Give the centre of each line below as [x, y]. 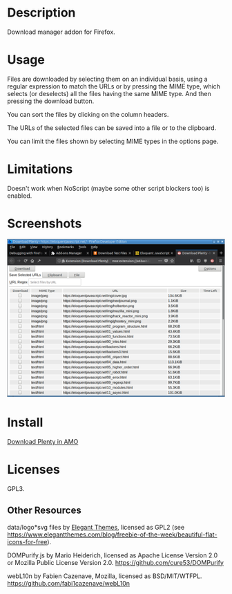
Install [25, 423]
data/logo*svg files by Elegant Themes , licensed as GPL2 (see [96, 527]
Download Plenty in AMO [43, 441]
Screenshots [45, 223]
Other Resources [44, 511]
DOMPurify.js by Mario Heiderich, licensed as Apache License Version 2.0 [113, 555]
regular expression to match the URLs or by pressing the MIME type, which [114, 86]
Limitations [40, 169]
